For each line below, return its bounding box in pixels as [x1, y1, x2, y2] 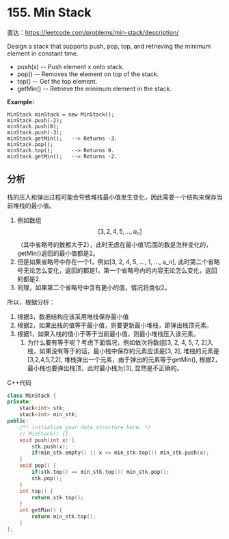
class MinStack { [7, 392, 57, 399]
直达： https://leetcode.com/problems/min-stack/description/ [7, 28, 179, 36]
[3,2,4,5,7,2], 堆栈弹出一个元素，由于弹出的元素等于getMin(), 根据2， [27, 355, 221, 363]
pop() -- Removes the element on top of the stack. [16, 70, 159, 78]
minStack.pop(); [7, 141, 53, 148]
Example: [7, 97, 35, 106]
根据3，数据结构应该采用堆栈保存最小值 [16, 312, 129, 320]
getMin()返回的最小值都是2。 [16, 249, 99, 257]
